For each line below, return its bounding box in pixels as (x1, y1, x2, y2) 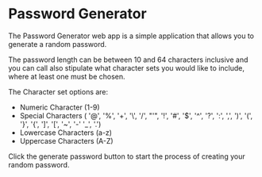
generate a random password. (8, 39, 107, 48)
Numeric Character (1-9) (19, 102, 101, 112)
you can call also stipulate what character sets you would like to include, (8, 63, 245, 72)
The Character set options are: (8, 87, 109, 96)
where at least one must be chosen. (8, 71, 125, 81)
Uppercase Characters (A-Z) (19, 136, 114, 145)
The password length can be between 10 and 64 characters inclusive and (8, 55, 249, 64)
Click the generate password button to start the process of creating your (8, 152, 245, 161)
